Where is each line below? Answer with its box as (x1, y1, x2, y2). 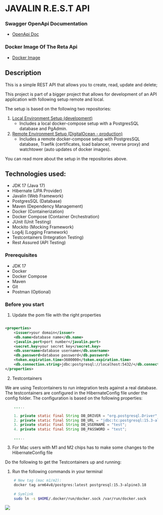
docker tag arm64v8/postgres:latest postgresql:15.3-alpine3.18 (14, 482, 147, 487)
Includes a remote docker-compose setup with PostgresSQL (19, 136, 140, 142)
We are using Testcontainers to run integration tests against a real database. (5, 384, 158, 390)
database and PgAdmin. (19, 125, 67, 132)
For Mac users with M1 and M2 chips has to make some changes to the (12, 444, 154, 450)
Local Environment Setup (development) (12, 115, 93, 121)
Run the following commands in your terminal (12, 469, 103, 474)
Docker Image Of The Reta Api (5, 43, 78, 50)
